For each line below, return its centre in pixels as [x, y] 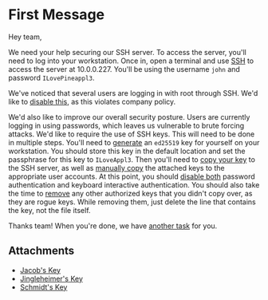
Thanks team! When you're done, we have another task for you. [113, 226]
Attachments [41, 251]
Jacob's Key [40, 270]
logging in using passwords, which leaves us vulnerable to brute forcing [126, 125]
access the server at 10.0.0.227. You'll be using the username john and [124, 69]
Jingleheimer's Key [51, 278]
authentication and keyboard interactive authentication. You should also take [134, 184]
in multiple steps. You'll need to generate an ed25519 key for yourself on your [134, 142]
